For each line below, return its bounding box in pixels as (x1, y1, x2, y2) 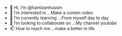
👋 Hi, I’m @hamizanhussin (9, 5, 62, 10)
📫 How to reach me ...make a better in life (9, 26, 95, 31)
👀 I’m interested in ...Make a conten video (9, 10, 93, 16)
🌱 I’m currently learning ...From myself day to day (9, 15, 109, 20)
